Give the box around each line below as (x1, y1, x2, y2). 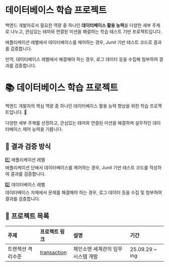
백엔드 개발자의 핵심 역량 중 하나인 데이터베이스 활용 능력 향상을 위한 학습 (5, 103, 149, 109)
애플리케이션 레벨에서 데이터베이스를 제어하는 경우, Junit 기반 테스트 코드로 (5, 39, 152, 45)
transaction (40, 249, 67, 256)
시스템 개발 (73, 253, 98, 260)
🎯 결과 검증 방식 (5, 142, 51, 151)
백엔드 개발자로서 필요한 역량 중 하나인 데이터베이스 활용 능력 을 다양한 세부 (5, 22, 151, 28)
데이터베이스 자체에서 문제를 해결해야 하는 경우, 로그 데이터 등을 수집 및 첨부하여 (5, 189, 162, 195)
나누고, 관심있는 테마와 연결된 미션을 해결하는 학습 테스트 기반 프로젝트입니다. (10, 28, 162, 34)
